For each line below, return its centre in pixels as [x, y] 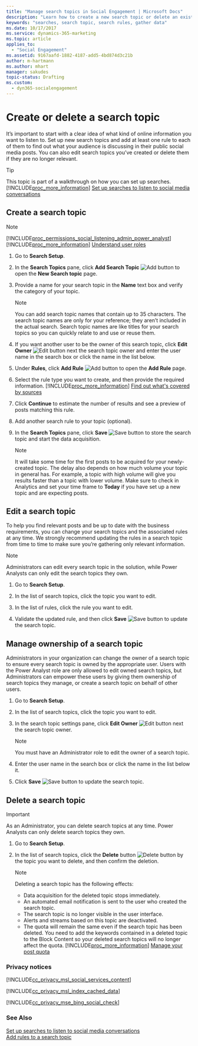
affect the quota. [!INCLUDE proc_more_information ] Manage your [103, 945]
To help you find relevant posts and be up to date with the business [88, 525]
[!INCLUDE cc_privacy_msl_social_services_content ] [69, 980]
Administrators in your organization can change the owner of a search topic [98, 658]
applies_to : [21, 45]
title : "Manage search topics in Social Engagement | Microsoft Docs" [95, 11]
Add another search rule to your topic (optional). [73, 421]
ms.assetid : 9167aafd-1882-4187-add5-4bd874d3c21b [70, 55]
